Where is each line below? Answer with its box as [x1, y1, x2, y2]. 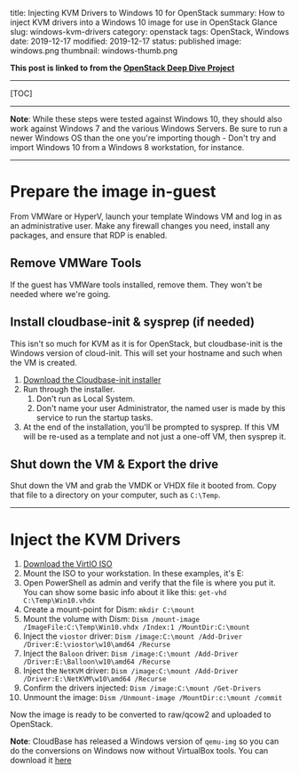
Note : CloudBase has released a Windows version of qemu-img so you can [10, 736, 279, 746]
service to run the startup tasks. [35, 412, 153, 423]
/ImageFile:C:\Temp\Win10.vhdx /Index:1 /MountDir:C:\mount [22, 623, 250, 633]
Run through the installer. [22, 383, 115, 394]
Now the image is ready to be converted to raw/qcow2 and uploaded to [10, 709, 271, 720]
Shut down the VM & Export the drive [10, 456, 219, 472]
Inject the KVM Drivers [10, 529, 181, 550]
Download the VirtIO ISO [22, 559, 113, 569]
